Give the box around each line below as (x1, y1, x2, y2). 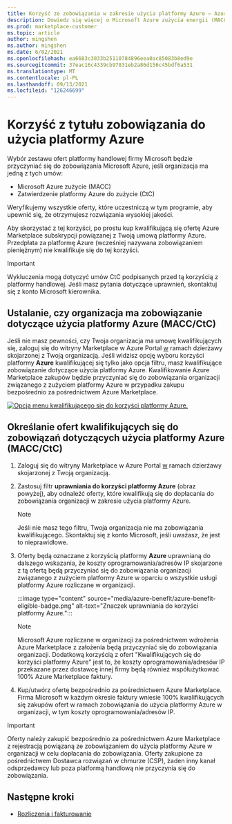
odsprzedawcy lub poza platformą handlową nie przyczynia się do (7, 764, 195, 772)
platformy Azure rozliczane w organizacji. (17, 581, 136, 589)
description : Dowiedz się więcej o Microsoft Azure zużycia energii (7, 17, 209, 23)
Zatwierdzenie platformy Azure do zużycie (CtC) (17, 190, 155, 198)
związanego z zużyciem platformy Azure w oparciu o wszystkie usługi (17, 573, 217, 582)
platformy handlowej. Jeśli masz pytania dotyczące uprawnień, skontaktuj (7, 280, 217, 289)
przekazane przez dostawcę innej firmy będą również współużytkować (17, 664, 220, 673)
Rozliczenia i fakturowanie (17, 809, 92, 818)
